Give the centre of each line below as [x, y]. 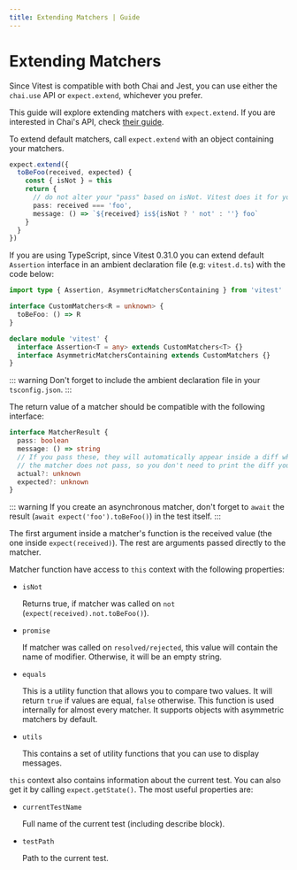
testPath [38, 842]
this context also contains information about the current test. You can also [145, 781]
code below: [32, 274]
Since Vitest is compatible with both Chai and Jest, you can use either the [144, 86]
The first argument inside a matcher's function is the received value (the [141, 534]
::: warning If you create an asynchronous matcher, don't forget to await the [147, 507]
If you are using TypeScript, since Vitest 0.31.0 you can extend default [137, 255]
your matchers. [37, 148]
